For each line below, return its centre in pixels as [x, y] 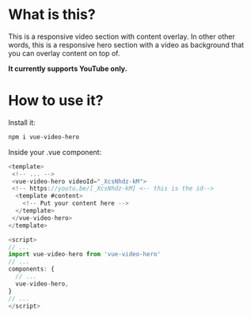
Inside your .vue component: [55, 152]
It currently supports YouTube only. [68, 68]
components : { [32, 269]
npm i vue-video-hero [44, 137]
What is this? [52, 15]
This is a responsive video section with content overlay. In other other [122, 36]
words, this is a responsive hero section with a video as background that [126, 44]
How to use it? [56, 101]
